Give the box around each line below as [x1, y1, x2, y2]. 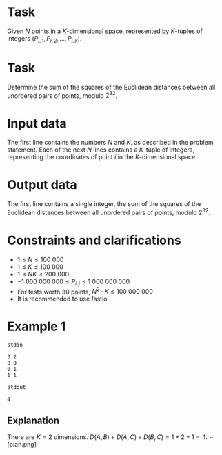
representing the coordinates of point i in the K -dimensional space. [7, 153, 198, 161]
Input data [7, 115, 67, 131]
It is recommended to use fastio [17, 294, 108, 303]
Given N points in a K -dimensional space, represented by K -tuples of [7, 27, 203, 35]
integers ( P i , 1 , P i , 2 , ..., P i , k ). [7, 34, 82, 44]
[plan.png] [7, 441, 37, 448]
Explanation [7, 414, 60, 426]
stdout [7, 384, 26, 391]
